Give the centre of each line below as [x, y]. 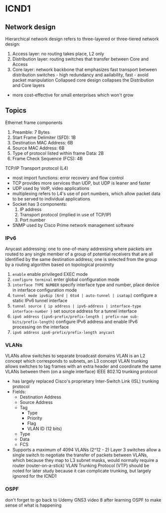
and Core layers [28, 85]
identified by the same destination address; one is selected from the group [81, 259]
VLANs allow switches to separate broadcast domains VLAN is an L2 [75, 356]
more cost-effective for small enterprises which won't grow [73, 95]
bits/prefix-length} [33, 322]
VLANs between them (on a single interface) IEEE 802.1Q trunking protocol [81, 372]
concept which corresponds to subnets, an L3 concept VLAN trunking [77, 361]
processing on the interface [41, 327]
